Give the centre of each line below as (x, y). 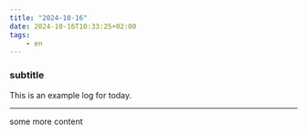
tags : (20, 35)
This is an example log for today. (71, 95)
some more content (47, 121)
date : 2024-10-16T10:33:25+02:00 (73, 26)
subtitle (27, 76)
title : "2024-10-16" (49, 18)
